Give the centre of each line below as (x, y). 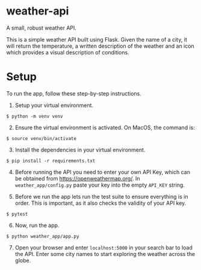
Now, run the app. (37, 225)
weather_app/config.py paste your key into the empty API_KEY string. (100, 185)
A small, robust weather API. (42, 28)
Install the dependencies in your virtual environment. (80, 150)
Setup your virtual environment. (54, 105)
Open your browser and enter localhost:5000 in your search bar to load (104, 247)
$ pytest (17, 214)
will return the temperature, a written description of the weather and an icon (100, 46)
